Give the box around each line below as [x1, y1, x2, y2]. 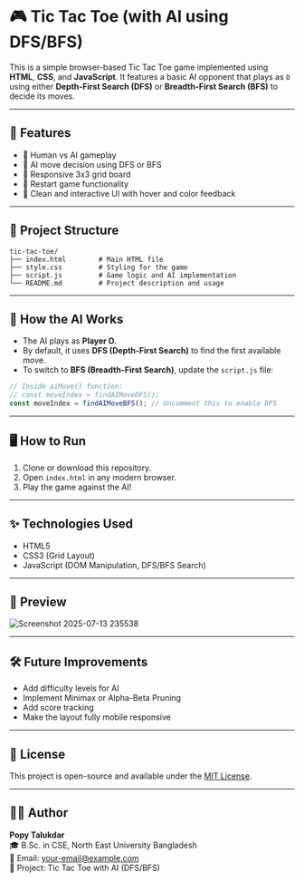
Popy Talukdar [9, 829, 65, 840]
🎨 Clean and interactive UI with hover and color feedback [22, 188, 236, 199]
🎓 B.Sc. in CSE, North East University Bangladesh [9, 839, 197, 850]
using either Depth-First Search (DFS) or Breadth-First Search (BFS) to [9, 81, 279, 92]
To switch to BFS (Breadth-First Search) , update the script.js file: [22, 364, 274, 375]
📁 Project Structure [9, 223, 119, 238]
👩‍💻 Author [9, 805, 69, 820]
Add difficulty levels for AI [22, 683, 119, 693]
